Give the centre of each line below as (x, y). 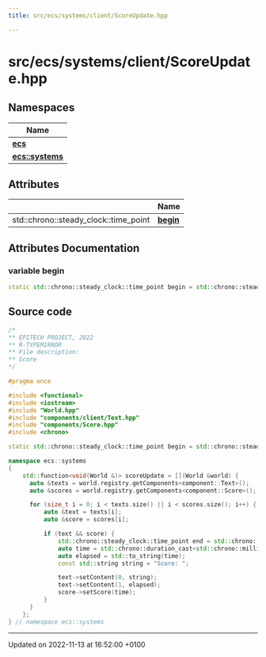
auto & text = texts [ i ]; (83, 512)
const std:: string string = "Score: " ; (124, 563)
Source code (40, 312)
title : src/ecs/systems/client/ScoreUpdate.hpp (88, 15)
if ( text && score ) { (79, 534)
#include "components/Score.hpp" (63, 425)
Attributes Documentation (74, 248)
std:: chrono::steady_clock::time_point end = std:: (145, 541)
